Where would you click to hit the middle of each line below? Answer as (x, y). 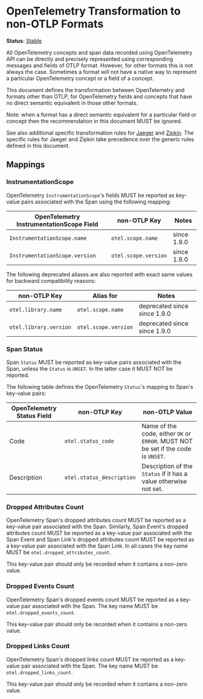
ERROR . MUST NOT (167, 441)
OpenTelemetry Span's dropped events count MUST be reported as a (93, 599)
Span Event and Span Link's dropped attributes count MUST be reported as (100, 540)
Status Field (34, 416)
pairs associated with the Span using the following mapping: (96, 202)
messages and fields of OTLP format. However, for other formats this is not (100, 65)
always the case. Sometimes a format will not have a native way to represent (101, 71)
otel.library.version (40, 327)
